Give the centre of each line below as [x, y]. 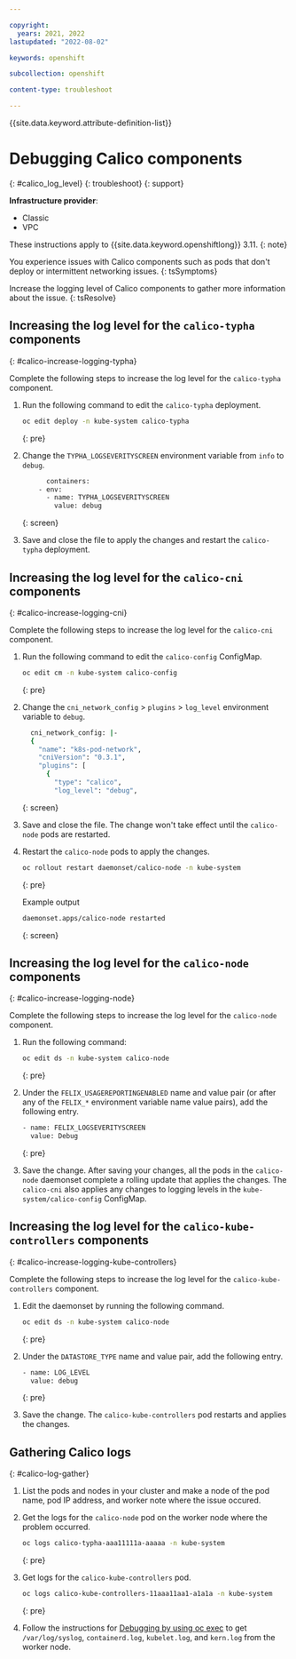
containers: [68, 481]
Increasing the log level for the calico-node [129, 963]
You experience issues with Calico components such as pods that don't [140, 261]
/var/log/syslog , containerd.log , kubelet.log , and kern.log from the [148, 1637]
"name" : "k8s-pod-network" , [90, 749]
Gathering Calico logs [70, 1452]
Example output [51, 902]
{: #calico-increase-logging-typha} [73, 361]
